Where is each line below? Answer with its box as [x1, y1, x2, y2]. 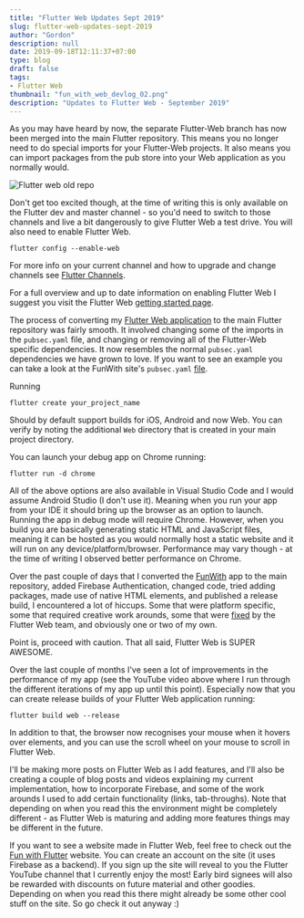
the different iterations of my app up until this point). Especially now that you [9, 683, 296, 694]
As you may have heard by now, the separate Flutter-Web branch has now [9, 123, 288, 134]
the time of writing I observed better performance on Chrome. [9, 553, 242, 564]
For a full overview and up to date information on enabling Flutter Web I [9, 287, 277, 298]
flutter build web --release [9, 711, 120, 721]
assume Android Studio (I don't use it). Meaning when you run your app [9, 495, 278, 506]
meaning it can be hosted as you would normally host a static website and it [9, 534, 294, 545]
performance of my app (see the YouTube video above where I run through [9, 674, 291, 685]
